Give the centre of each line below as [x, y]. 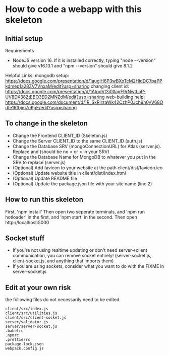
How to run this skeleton [44, 200]
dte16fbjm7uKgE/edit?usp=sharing [41, 108]
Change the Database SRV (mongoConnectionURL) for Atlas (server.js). [87, 146]
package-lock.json [24, 344]
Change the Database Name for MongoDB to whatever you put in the [84, 157]
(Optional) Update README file [45, 178]
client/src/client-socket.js [36, 318]
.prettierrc [18, 340]
